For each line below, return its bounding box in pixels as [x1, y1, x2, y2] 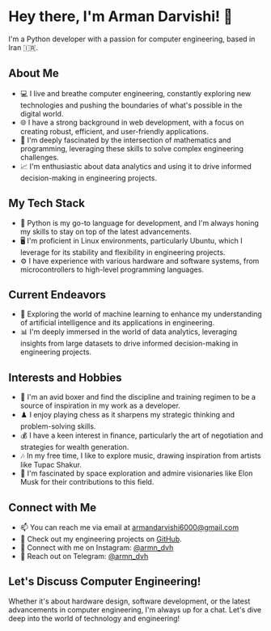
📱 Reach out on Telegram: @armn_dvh [19, 552, 149, 561]
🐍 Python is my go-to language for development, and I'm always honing [19, 218, 259, 227]
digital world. [19, 108, 64, 118]
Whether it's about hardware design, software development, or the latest [8, 596, 251, 606]
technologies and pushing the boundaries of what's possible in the [19, 100, 243, 110]
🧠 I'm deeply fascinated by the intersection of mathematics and [19, 135, 232, 145]
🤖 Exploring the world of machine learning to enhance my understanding [19, 309, 263, 319]
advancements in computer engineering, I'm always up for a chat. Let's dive [8, 604, 261, 614]
